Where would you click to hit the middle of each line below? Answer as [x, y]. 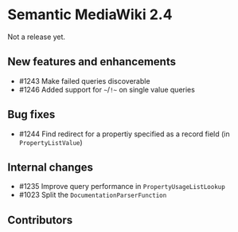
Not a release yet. [36, 37]
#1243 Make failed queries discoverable [84, 81]
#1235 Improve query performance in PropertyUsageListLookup [122, 187]
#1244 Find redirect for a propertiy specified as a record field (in [124, 134]
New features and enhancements [92, 62]
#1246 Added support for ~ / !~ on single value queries [107, 89]
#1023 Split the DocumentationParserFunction [93, 195]
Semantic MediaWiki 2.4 [90, 15]
